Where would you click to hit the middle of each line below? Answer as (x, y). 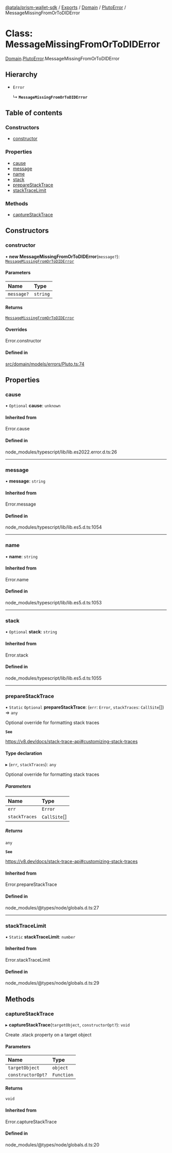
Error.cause (17, 429)
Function (63, 1075)
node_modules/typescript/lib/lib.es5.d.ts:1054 (54, 527)
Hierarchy (21, 74)
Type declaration (24, 753)
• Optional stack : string (31, 632)
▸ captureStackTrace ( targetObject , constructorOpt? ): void (68, 1025)
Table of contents (34, 113)
